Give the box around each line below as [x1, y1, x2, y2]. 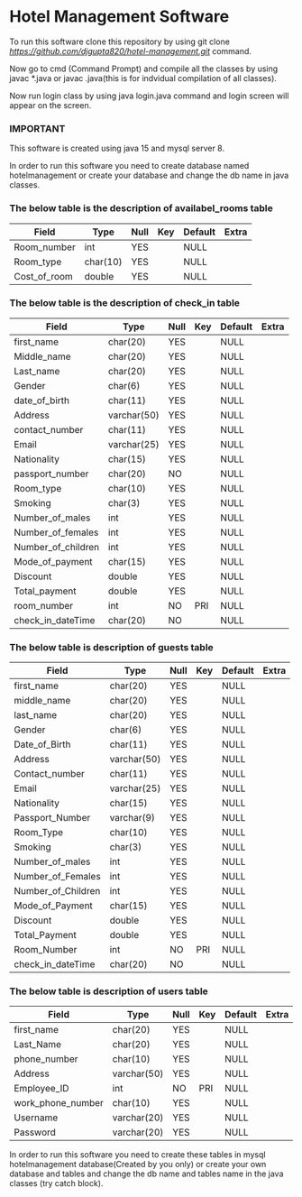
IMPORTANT [9, 122, 66, 134]
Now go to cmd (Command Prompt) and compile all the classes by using [9, 63, 279, 74]
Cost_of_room [14, 270, 74, 282]
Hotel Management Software [9, 6, 230, 27]
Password [14, 1126, 57, 1138]
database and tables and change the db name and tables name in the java [9, 1168, 284, 1179]
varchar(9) [109, 812, 156, 824]
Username [14, 1111, 59, 1124]
